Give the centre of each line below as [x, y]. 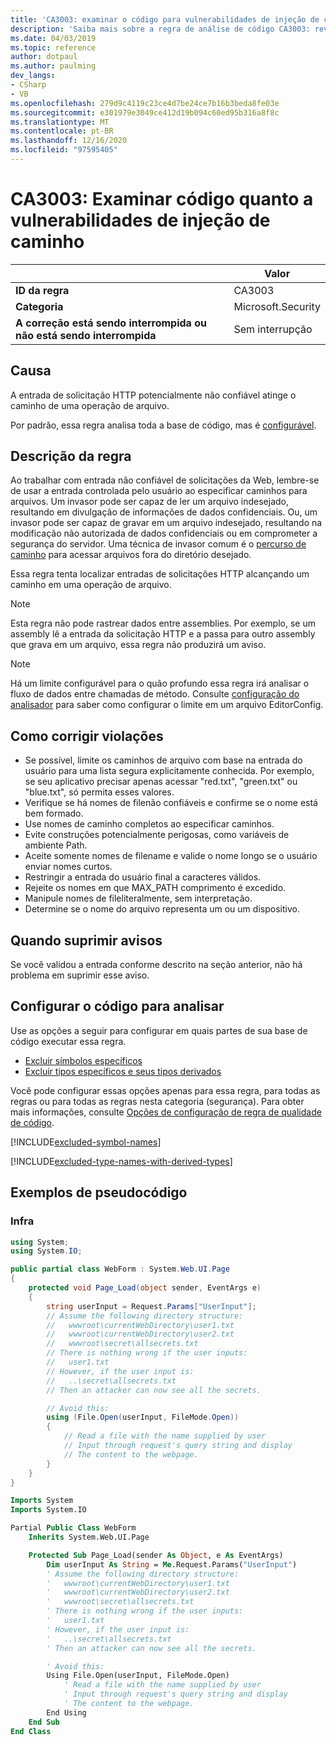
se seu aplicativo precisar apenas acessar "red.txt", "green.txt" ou [161, 782]
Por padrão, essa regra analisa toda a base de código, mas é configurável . [163, 425]
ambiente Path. [56, 845]
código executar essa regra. [68, 1041]
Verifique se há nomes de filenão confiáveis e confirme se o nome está [171, 803]
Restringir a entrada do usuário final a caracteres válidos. [143, 877]
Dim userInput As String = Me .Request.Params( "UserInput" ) [172, 1564]
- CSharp [28, 85]
